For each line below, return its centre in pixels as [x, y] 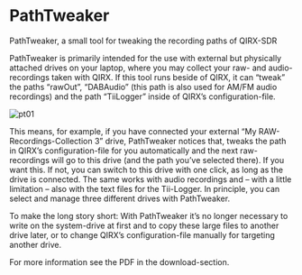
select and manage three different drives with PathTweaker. [120, 198]
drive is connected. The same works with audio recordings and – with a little [151, 179]
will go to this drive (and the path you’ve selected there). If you [168, 160]
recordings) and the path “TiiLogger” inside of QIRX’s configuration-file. [143, 96]
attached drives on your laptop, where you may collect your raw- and [138, 68]
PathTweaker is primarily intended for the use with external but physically [146, 58]
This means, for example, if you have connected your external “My [133, 131]
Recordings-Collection [51, 141]
